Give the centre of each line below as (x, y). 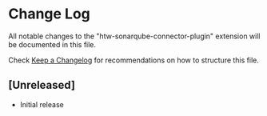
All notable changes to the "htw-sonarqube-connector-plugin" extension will (134, 36)
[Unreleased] (42, 85)
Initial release (42, 104)
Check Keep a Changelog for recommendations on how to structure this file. (134, 60)
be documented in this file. (52, 44)
